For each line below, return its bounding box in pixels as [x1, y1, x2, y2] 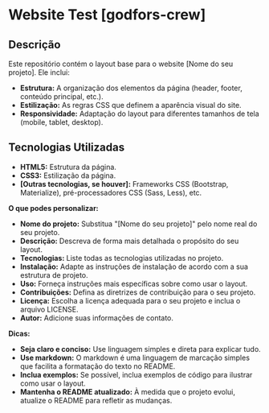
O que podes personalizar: [8, 203, 99, 213]
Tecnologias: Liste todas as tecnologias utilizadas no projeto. [19, 253, 224, 262]
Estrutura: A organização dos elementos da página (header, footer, [19, 83, 243, 93]
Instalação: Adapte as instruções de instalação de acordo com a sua [19, 262, 249, 271]
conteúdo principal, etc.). [19, 92, 104, 101]
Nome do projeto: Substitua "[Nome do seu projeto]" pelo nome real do [19, 219, 258, 229]
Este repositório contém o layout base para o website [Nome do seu [8, 59, 234, 68]
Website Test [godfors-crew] [8, 6, 206, 24]
